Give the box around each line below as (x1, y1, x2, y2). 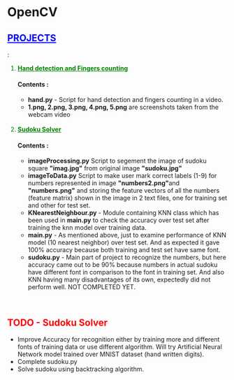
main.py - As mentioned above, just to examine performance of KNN (27, 231, 227, 240)
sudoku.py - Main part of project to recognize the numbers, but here (27, 253, 227, 262)
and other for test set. (27, 201, 91, 210)
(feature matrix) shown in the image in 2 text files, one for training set (27, 193, 228, 203)
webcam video (27, 110, 71, 119)
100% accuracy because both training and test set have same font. (27, 246, 221, 254)
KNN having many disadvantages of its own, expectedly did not (27, 275, 211, 284)
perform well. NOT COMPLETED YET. (27, 283, 136, 291)
